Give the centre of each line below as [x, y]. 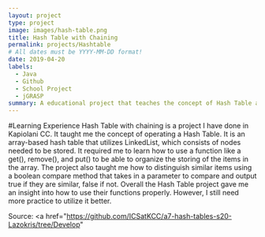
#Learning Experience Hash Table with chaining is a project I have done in [129, 126]
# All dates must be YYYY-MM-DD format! [76, 52]
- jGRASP [30, 96]
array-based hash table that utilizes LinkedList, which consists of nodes [125, 143]
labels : [21, 67]
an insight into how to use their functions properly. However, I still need [123, 193]
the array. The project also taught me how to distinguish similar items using [130, 168]
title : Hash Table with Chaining [63, 37]
